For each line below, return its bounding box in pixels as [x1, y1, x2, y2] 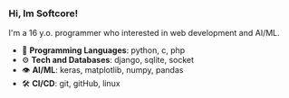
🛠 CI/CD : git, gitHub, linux [21, 78, 120, 89]
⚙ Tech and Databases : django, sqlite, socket [21, 55, 195, 66]
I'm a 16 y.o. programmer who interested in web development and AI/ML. [8, 28, 280, 39]
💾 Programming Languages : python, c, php [21, 45, 186, 56]
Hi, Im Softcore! [8, 7, 79, 20]
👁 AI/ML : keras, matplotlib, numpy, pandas [21, 65, 184, 76]
